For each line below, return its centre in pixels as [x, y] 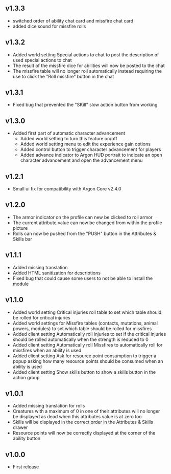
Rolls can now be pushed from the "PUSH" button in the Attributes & [84, 233]
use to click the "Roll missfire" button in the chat [63, 76]
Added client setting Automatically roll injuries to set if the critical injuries [89, 334]
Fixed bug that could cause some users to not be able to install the [83, 278]
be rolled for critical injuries [41, 317]
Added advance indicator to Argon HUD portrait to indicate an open [91, 155]
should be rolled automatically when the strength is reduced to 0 [81, 339]
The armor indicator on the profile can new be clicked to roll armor [83, 217]
